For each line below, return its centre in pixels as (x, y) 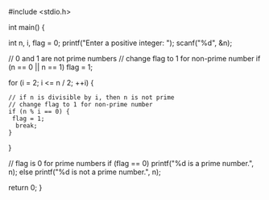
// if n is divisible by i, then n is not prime (91, 98)
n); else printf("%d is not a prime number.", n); (85, 172)
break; (27, 126)
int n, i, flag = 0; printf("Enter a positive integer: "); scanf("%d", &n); (120, 43)
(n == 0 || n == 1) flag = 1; (51, 67)
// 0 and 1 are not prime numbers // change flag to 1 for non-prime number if (134, 58)
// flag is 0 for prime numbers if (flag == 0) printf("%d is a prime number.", (131, 163)
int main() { (27, 27)
